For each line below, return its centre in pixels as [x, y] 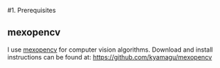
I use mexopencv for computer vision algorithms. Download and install [110, 50]
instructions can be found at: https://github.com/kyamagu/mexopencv [110, 57]
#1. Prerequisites [32, 10]
